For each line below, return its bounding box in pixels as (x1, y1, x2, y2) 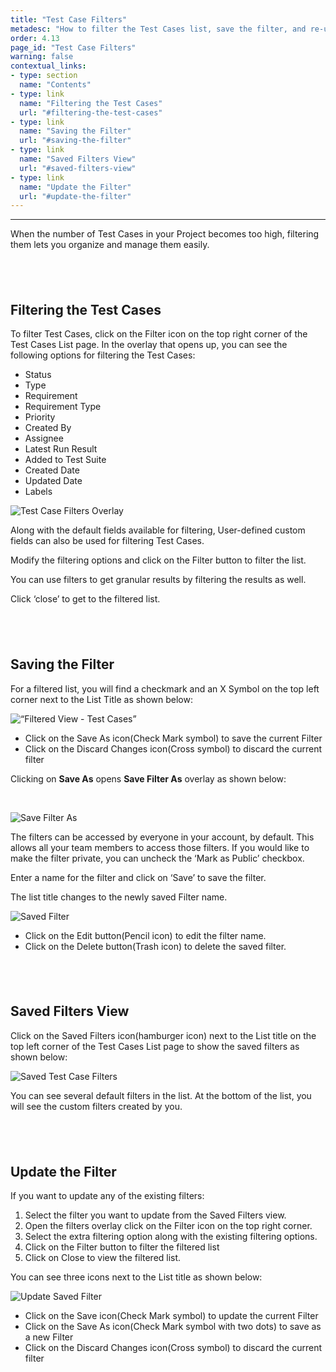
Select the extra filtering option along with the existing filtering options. (24, 1231, 318, 1243)
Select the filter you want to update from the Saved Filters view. (24, 1209, 287, 1221)
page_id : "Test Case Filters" (10, 42, 137, 53)
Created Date (24, 464, 80, 476)
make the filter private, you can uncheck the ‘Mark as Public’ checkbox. (10, 852, 305, 864)
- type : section (10, 71, 78, 81)
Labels (24, 486, 53, 498)
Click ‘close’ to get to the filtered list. (10, 593, 161, 605)
